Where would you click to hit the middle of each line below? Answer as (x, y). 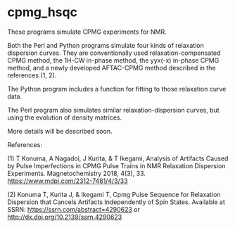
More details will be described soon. (60, 131)
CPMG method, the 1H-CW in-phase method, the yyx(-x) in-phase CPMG (113, 60)
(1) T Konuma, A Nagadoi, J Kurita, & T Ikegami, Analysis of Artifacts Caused (118, 158)
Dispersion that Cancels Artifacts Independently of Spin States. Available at (116, 202)
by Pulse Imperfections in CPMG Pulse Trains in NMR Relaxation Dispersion (116, 165)
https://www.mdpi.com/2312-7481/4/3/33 (68, 181)
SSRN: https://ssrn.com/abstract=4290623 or (74, 209)
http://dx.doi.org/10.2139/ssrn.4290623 (65, 217)
